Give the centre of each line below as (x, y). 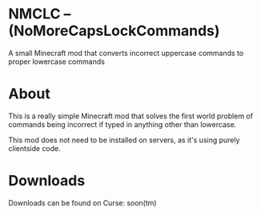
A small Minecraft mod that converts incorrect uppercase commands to (126, 53)
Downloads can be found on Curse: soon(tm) (83, 203)
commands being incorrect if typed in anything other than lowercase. (122, 124)
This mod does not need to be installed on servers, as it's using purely (124, 140)
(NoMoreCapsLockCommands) (114, 31)
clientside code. (35, 148)
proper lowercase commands (57, 62)
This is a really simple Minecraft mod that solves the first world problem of (131, 116)
